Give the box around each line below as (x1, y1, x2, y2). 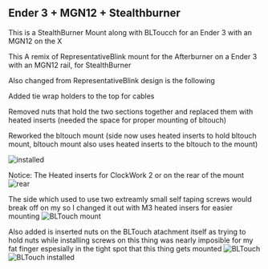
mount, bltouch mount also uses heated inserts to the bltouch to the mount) (8, 139, 258, 149)
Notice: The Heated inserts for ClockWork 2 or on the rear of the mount (8, 170, 245, 179)
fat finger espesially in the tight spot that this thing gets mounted (8, 243, 222, 253)
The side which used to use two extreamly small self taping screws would (8, 194, 253, 203)
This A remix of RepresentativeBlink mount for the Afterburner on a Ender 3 (8, 51, 258, 61)
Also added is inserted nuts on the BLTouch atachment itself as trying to (8, 227, 246, 236)
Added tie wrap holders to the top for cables (8, 91, 155, 101)
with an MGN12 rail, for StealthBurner (8, 60, 132, 70)
